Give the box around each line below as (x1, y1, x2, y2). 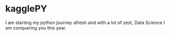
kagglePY (5, 3, 47, 14)
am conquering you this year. (5, 24, 67, 30)
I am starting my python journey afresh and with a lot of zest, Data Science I (5, 19, 165, 25)
